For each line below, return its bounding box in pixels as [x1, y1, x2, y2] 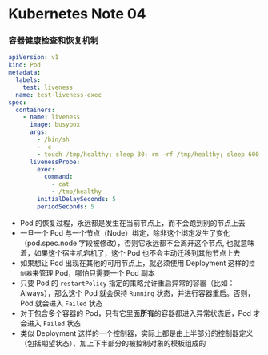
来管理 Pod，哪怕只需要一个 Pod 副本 [31, 268, 156, 277]
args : [29, 128, 48, 136]
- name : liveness [22, 113, 81, 121]
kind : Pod [8, 61, 42, 69]
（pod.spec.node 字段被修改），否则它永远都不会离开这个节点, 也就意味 [19, 238, 254, 248]
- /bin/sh [37, 135, 70, 144]
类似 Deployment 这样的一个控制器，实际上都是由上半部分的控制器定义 [19, 328, 254, 337]
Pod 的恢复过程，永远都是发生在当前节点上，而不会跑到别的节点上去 [19, 218, 246, 228]
